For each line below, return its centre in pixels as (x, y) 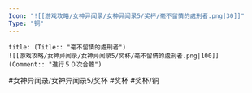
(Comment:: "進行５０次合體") (55, 64)
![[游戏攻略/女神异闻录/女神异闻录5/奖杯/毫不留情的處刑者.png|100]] (114, 56)
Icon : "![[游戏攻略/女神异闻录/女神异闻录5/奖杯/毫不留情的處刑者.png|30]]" (127, 16)
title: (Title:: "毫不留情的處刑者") (67, 47)
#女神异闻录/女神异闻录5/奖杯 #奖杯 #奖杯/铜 (84, 80)
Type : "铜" (26, 23)
